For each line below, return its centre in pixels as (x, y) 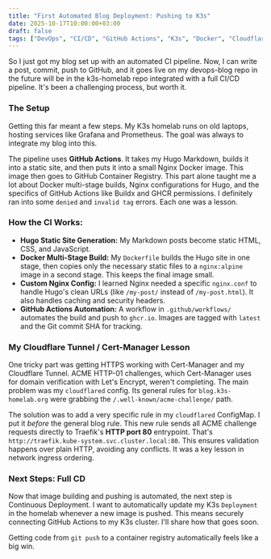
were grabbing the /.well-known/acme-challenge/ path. (142, 399)
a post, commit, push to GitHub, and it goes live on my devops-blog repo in (133, 70)
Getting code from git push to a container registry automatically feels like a (133, 538)
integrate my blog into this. (53, 143)
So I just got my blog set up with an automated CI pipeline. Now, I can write (133, 61)
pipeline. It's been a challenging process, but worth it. (98, 87)
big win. (21, 546)
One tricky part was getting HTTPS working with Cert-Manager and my (126, 365)
